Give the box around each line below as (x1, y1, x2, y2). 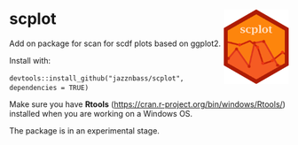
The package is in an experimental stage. (9, 125, 160, 136)
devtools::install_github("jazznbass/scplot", (9, 73, 184, 83)
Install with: (9, 55, 51, 65)
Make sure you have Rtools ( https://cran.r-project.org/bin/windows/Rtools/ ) (9, 98, 286, 110)
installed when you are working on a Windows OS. (9, 108, 193, 118)
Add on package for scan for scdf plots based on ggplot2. (9, 38, 222, 49)
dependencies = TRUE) (9, 83, 90, 92)
